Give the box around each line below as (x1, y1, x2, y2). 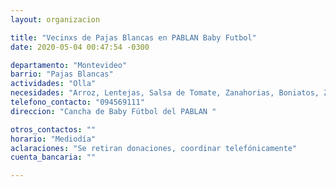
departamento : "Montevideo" (10, 60, 128, 70)
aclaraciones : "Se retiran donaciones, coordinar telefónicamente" (10, 143, 298, 153)
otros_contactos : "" (10, 124, 97, 135)
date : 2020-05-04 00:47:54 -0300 (10, 42, 150, 52)
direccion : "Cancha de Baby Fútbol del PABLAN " (10, 106, 217, 116)
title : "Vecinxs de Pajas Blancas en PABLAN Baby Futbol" (10, 32, 257, 43)
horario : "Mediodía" (10, 134, 97, 144)
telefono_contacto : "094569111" (10, 97, 145, 107)
